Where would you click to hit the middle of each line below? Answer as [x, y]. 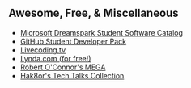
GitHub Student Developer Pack [73, 41]
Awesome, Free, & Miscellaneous [94, 13]
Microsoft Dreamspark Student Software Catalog [102, 32]
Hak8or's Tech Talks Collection [72, 75]
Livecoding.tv [43, 50]
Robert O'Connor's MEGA [63, 67]
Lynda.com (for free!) [55, 58]
